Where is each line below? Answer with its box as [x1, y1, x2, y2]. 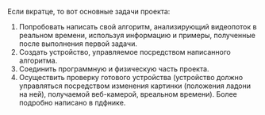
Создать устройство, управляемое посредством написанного [18, 48, 231, 56]
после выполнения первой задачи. [18, 39, 138, 48]
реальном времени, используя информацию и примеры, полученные [18, 31, 255, 40]
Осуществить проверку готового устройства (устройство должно [18, 73, 244, 82]
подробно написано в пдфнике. [18, 98, 126, 107]
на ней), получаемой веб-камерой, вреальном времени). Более [18, 90, 237, 98]
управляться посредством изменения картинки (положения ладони [18, 81, 252, 90]
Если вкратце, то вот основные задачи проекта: [7, 7, 171, 16]
